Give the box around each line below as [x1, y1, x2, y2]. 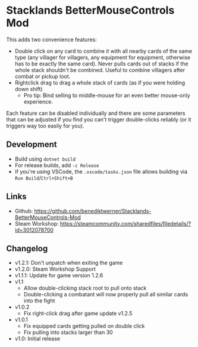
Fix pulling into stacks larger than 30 [23, 329, 113, 336]
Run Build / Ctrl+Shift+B [14, 174, 73, 182]
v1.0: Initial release [14, 335, 61, 342]
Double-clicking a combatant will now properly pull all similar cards [23, 291, 188, 298]
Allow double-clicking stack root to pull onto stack [23, 285, 147, 292]
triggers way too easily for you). [6, 122, 84, 129]
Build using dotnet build [14, 155, 76, 162]
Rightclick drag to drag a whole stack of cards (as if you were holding [14, 79, 186, 86]
